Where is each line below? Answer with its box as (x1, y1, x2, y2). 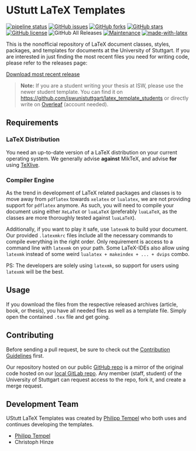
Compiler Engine (6, 176, 54, 184)
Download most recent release (6, 70, 80, 78)
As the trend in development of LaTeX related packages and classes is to (6, 189, 181, 196)
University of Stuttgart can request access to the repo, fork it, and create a (6, 376, 186, 383)
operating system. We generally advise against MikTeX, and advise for (6, 155, 177, 162)
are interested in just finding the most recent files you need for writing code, (6, 53, 190, 60)
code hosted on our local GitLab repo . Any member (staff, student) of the (6, 369, 183, 376)
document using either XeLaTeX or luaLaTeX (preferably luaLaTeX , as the (6, 208, 177, 215)
